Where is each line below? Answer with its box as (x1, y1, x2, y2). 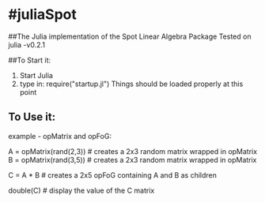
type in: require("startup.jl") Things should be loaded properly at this (19, 79, 244, 88)
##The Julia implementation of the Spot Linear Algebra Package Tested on (8, 32, 252, 41)
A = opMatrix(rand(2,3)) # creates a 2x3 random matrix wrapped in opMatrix (8, 146, 258, 156)
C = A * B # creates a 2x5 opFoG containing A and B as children (8, 170, 218, 179)
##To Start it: (8, 55, 51, 65)
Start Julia (19, 70, 54, 80)
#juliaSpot (8, 6, 78, 24)
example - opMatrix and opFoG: (8, 131, 112, 141)
